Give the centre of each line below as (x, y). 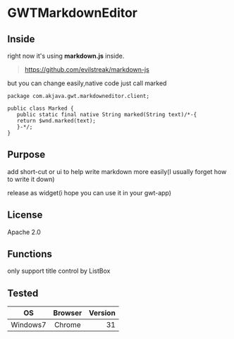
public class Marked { (41, 109)
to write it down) (31, 179)
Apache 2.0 (24, 232)
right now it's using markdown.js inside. (66, 56)
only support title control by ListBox (59, 271)
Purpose (26, 155)
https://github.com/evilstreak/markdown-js (87, 69)
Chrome (67, 325)
